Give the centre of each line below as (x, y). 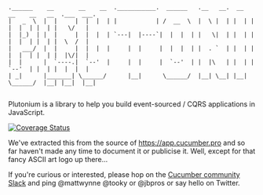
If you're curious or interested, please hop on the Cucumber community (124, 175)
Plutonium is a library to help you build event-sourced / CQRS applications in (132, 104)
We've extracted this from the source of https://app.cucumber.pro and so (127, 143)
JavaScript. (27, 112)
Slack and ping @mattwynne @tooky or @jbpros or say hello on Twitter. (124, 183)
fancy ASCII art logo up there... (58, 159)
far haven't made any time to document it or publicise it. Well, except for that (132, 151)
